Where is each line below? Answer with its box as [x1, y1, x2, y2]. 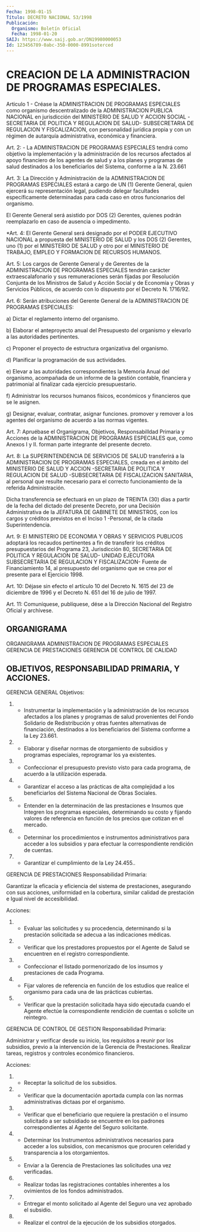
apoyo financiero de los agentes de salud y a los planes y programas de [6, 156, 183, 163]
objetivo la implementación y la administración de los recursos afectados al [6, 150, 191, 157]
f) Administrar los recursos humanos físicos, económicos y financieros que [6, 392, 191, 399]
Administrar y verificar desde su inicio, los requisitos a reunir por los [6, 1037, 174, 1044]
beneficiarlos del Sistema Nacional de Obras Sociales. [23, 789, 157, 796]
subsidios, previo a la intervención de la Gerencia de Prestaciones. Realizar [6, 1044, 191, 1051]
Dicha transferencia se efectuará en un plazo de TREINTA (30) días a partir [6, 495, 190, 503]
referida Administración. [6, 484, 66, 491]
